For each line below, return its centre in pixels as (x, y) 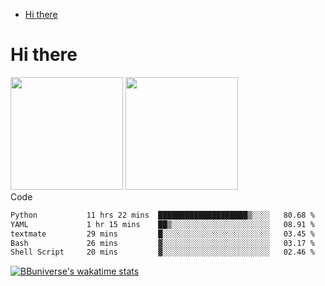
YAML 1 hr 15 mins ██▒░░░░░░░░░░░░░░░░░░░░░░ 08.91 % (162, 224)
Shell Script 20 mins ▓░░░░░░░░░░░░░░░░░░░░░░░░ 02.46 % (162, 252)
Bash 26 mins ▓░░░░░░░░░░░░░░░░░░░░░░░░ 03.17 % (162, 243)
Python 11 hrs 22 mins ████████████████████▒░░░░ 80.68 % (162, 215)
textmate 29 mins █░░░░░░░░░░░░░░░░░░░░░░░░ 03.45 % (162, 234)
